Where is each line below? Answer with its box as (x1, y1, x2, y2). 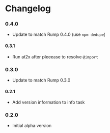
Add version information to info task (12, 99, 85, 106)
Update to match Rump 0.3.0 (12, 77, 71, 83)
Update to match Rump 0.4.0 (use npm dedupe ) (12, 31, 106, 37)
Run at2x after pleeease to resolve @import (12, 53, 99, 59)
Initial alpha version (12, 123, 52, 129)
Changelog (5, 3, 51, 14)
